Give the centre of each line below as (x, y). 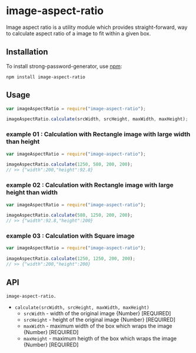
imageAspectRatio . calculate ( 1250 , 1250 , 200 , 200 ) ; (71, 259)
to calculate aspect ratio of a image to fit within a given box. (79, 33)
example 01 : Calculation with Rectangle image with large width (98, 134)
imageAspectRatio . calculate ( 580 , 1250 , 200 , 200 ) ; (69, 215)
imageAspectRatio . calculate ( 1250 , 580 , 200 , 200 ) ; (69, 164)
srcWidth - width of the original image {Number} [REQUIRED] (97, 313)
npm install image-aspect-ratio (46, 77)
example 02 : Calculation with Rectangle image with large (90, 185)
